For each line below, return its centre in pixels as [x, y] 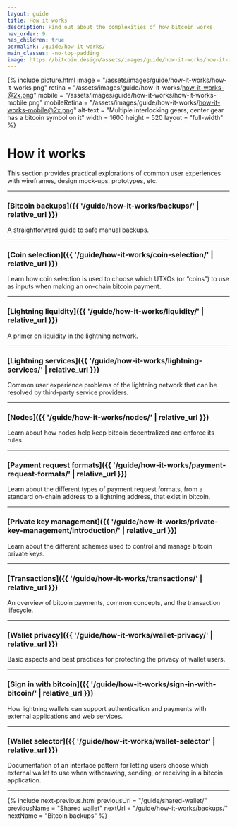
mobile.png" [25, 102]
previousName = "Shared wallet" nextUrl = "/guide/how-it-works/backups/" [117, 808]
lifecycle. [20, 610]
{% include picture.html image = [54, 80]
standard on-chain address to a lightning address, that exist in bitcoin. [109, 497]
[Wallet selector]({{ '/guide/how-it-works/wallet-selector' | [111, 741]
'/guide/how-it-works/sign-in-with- [153, 684]
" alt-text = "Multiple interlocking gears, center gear [148, 110]
